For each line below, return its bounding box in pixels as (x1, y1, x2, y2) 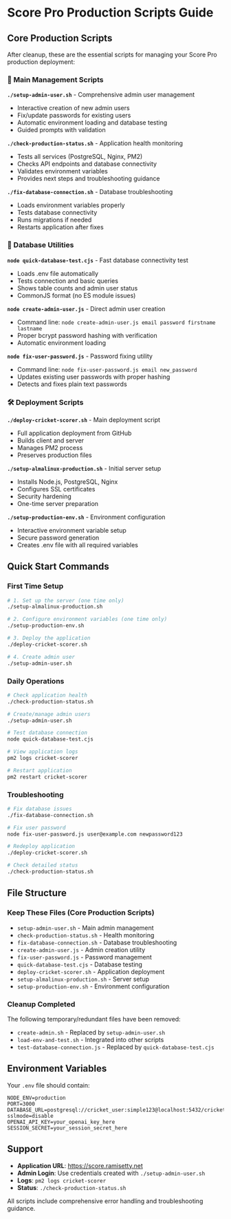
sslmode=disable (7, 1112, 54, 1119)
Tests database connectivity (16, 209, 98, 217)
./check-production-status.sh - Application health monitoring (7, 139, 184, 147)
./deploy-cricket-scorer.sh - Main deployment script (7, 415, 160, 424)
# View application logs (7, 748, 78, 755)
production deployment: (7, 58, 76, 66)
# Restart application (7, 767, 72, 774)
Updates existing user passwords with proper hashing (16, 372, 170, 381)
